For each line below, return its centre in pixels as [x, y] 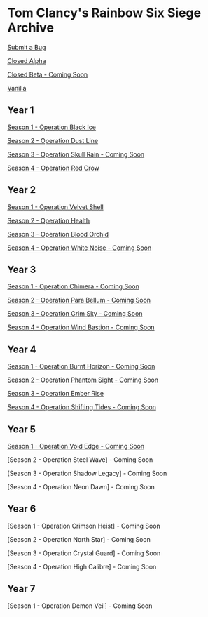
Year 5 [22, 429]
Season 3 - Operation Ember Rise [55, 394]
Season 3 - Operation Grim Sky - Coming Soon [75, 314]
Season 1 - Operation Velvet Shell [55, 207]
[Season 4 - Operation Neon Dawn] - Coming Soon [81, 487]
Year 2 [22, 190]
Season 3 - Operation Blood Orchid [58, 234]
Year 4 [22, 349]
